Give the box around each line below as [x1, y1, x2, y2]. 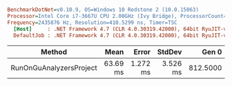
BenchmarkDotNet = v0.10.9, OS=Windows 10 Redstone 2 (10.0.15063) [7, 6, 199, 13]
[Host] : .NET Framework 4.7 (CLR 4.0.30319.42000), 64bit [13, 25, 199, 32]
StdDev [157, 47, 182, 57]
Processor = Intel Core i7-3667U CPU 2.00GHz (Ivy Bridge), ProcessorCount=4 [7, 12, 230, 19]
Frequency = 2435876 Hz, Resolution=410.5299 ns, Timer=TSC [7, 19, 177, 26]
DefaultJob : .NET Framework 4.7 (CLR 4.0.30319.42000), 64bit [13, 32, 199, 39]
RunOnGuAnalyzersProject [10, 63, 98, 73]
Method [41, 47, 68, 57]
